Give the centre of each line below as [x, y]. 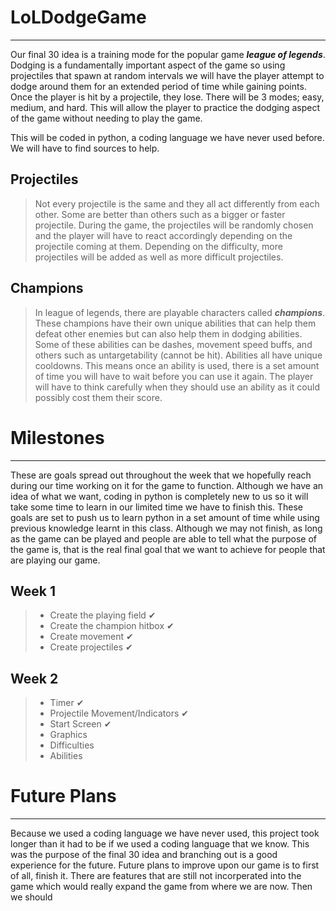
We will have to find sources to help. [85, 148]
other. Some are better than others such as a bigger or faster [160, 214]
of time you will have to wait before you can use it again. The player [174, 376]
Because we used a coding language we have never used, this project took [165, 833]
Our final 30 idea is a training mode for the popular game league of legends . [168, 54]
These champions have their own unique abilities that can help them [175, 323]
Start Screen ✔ [80, 724]
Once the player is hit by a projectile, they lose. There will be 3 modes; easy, [167, 97]
